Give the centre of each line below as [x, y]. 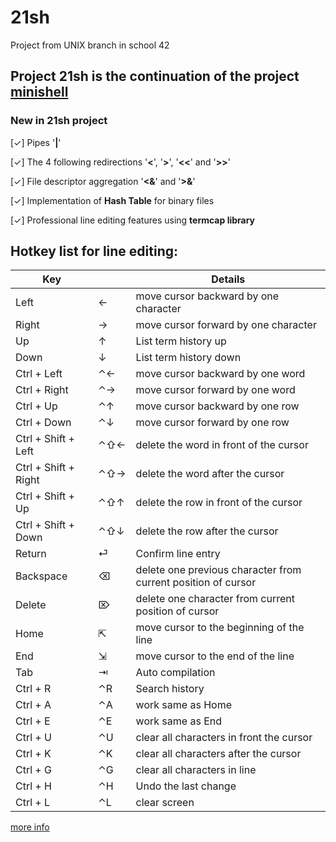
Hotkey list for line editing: [94, 251]
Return [31, 554]
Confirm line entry [178, 554]
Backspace [41, 576]
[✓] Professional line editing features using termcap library [133, 220]
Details [228, 279]
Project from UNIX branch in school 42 [90, 45]
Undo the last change [186, 786]
